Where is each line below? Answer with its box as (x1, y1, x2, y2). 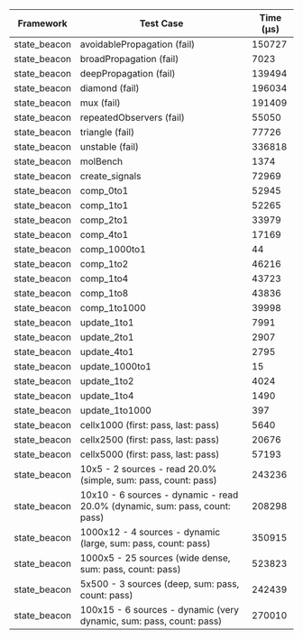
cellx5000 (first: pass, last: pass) (79, 448, 220, 461)
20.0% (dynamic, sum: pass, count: (79, 500, 232, 512)
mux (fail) (79, 96, 121, 109)
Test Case (139, 17, 184, 30)
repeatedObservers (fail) (79, 112, 185, 123)
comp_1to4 (79, 272, 129, 285)
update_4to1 (79, 346, 134, 358)
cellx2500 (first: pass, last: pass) (79, 434, 220, 445)
